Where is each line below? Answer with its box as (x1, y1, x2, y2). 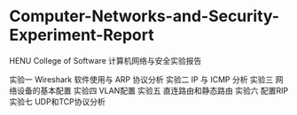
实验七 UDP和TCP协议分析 (9, 96, 106, 107)
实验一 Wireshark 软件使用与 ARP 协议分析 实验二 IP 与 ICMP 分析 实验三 (9, 73, 274, 85)
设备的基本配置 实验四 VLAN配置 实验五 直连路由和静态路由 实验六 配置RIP (16, 85, 289, 96)
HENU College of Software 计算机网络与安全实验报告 (9, 55, 202, 65)
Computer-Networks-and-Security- (9, 6, 280, 27)
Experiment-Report (9, 25, 154, 45)
